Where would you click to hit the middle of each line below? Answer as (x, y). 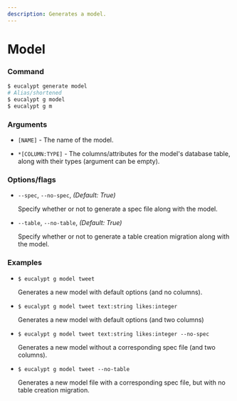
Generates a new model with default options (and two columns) (111, 319)
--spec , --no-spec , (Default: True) (67, 195)
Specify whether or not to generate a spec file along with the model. (118, 209)
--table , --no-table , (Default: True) (70, 223)
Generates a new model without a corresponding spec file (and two (116, 347)
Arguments (27, 124)
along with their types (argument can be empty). (89, 161)
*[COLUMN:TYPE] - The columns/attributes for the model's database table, (124, 153)
